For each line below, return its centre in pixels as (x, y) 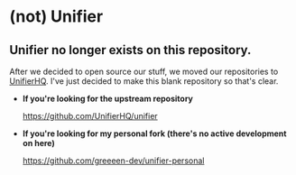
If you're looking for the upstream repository (108, 98)
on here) (39, 143)
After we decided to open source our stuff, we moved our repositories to (144, 71)
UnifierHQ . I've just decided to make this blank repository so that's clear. (144, 81)
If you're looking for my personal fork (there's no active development (154, 134)
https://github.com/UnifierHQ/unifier (90, 116)
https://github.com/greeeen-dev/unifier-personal (113, 161)
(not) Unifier (56, 17)
